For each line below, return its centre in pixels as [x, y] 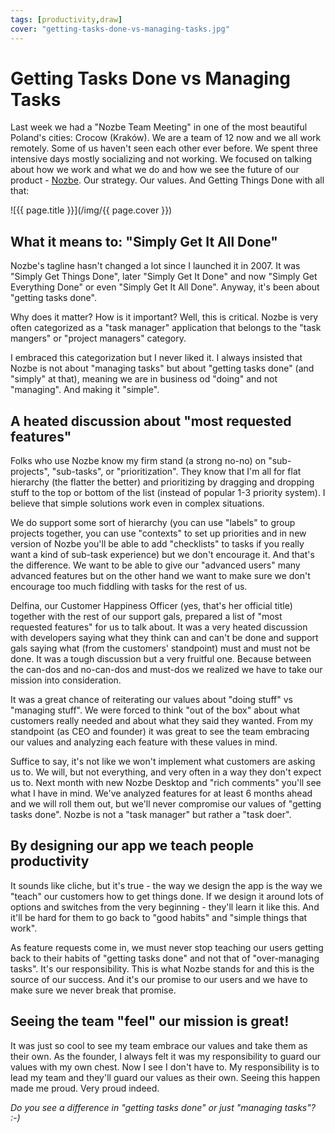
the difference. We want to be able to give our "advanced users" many [155, 565]
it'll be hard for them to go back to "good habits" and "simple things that [159, 917]
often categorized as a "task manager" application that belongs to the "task [166, 328]
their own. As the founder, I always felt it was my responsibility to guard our [165, 1056]
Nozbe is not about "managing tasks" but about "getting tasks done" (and [162, 368]
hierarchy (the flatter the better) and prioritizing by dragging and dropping [162, 482]
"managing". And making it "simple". [85, 390]
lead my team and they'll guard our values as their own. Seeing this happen [165, 1077]
